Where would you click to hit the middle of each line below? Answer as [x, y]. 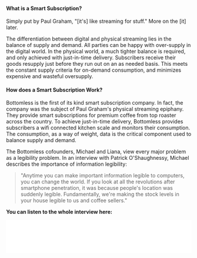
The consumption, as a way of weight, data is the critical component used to [99, 134]
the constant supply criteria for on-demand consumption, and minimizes [94, 70]
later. [12, 28]
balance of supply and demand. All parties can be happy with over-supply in [98, 45]
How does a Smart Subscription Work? [54, 90]
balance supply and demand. [41, 140]
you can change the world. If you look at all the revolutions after [98, 182]
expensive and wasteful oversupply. [50, 76]
